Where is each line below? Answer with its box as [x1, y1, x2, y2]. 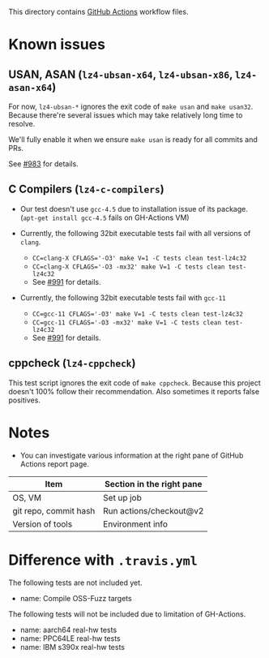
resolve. [8, 119, 36, 128]
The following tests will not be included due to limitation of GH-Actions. [8, 609, 246, 619]
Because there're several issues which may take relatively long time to [8, 110, 243, 120]
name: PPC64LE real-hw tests [19, 633, 121, 643]
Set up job [102, 492, 142, 503]
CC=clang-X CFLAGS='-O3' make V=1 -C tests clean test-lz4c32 [32, 254, 247, 262]
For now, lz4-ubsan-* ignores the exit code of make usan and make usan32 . [8, 101, 254, 111]
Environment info [102, 518, 169, 530]
